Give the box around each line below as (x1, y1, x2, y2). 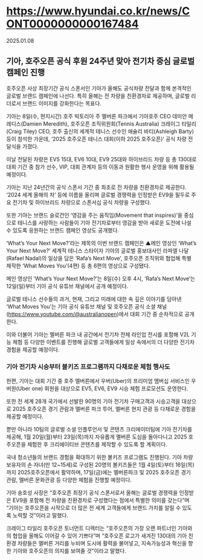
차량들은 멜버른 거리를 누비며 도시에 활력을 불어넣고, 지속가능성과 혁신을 (17, 539, 187, 547)
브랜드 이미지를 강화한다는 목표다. (22, 100, 101, 107)
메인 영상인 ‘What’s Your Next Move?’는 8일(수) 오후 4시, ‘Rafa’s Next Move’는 (6, 275, 196, 282)
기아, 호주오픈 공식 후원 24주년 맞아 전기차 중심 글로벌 (6, 56, 195, 66)
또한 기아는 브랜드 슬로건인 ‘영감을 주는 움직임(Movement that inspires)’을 (6, 211, 183, 219)
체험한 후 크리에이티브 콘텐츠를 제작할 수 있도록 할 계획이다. (27, 441, 167, 448)
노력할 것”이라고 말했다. (12, 512, 68, 519)
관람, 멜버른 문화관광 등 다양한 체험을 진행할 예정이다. (6, 476, 132, 484)
